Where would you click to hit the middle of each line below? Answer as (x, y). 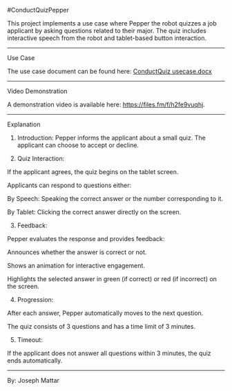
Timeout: (30, 340)
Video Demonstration (37, 91)
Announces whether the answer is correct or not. (77, 252)
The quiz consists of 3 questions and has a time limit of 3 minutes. (101, 326)
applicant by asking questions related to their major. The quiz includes (107, 31)
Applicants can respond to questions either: (69, 185)
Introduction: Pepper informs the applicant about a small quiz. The (111, 138)
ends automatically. (35, 361)
